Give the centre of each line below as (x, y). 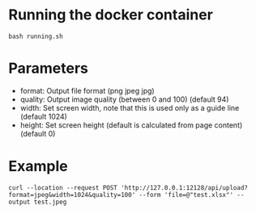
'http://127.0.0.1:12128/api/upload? (184, 187)
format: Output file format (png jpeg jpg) (87, 90)
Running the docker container (111, 15)
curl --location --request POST (63, 187)
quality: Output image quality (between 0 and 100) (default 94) (124, 99)
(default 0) (38, 133)
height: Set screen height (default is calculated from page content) (131, 125)
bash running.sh (36, 36)
